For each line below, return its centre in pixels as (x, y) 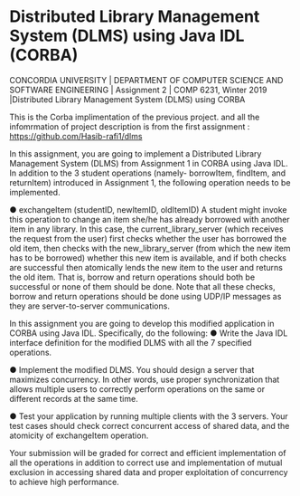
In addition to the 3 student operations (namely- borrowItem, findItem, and (148, 173)
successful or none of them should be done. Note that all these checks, (142, 286)
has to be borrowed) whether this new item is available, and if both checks (148, 258)
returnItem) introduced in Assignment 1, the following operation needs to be (150, 182)
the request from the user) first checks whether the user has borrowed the (148, 238)
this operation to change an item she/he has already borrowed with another (150, 219)
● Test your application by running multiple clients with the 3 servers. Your (149, 416)
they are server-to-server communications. (89, 306)
